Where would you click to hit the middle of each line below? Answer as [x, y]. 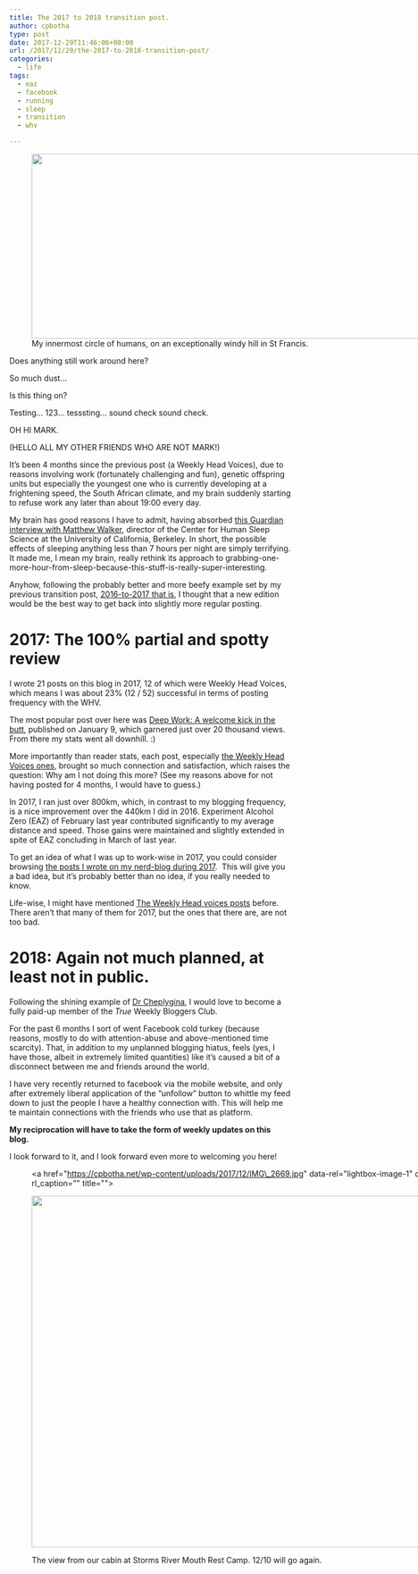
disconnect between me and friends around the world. [109, 1066]
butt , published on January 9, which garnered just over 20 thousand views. [147, 729]
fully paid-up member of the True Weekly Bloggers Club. [113, 1011]
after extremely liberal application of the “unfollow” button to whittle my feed [150, 1093]
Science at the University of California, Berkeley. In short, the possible [138, 539]
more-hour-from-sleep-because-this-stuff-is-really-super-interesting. [138, 567]
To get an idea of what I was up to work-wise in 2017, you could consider [143, 857]
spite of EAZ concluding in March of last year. [93, 840]
